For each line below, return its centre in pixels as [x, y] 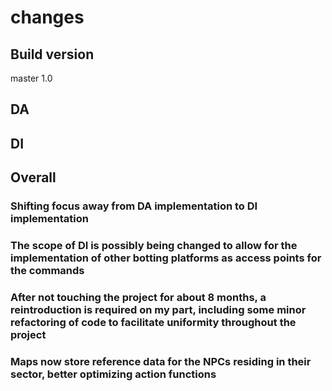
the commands [47, 271]
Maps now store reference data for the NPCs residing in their [161, 361]
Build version [52, 54]
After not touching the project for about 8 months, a [138, 297]
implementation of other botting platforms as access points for [166, 258]
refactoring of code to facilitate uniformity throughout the [153, 322]
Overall [33, 177]
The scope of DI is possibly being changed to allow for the [154, 246]
